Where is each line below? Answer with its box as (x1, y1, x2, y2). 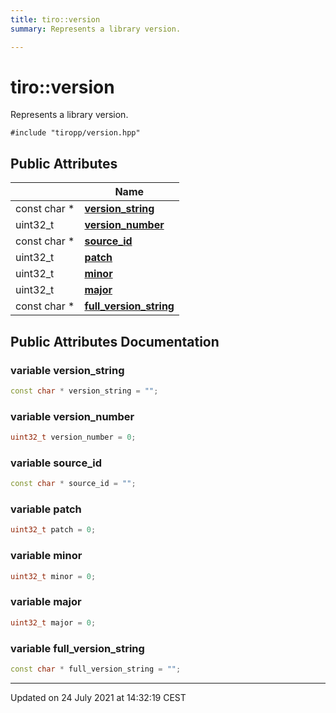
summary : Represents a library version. (10, 24, 182, 34)
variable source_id (10, 456, 102, 470)
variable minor (10, 549, 83, 563)
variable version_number (10, 409, 135, 423)
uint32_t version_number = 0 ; (10, 432, 137, 443)
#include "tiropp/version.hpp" (10, 128, 141, 138)
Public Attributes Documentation (10, 333, 220, 350)
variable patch (10, 502, 82, 516)
